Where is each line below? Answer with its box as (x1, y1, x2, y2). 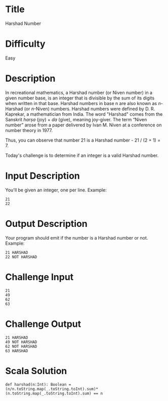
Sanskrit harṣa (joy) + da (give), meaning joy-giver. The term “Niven (5, 116, 147, 122)
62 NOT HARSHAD (5, 344, 37, 349)
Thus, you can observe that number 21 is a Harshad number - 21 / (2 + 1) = (5, 137, 161, 143)
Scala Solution (5, 365, 67, 377)
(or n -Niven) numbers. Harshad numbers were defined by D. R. (24, 106, 155, 112)
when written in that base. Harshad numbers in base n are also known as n (5, 100, 161, 106)
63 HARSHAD (5, 348, 28, 353)
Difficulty (5, 38, 46, 50)
